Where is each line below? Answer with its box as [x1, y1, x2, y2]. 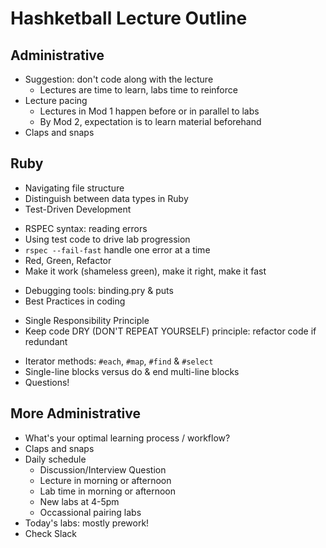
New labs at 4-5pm [39, 495, 120, 507]
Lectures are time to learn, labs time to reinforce [39, 84, 238, 96]
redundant [24, 335, 68, 347]
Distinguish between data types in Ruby [24, 192, 189, 204]
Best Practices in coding [24, 295, 126, 307]
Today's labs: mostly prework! [24, 517, 150, 529]
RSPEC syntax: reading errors [24, 222, 148, 234]
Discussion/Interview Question [39, 463, 167, 476]
